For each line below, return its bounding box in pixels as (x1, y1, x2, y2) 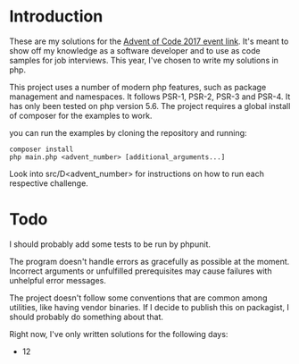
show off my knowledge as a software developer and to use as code (9, 45, 261, 55)
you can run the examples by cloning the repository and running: (9, 127, 247, 138)
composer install (9, 145, 74, 154)
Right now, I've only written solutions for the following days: (9, 328, 228, 339)
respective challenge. (9, 177, 89, 189)
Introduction (9, 6, 104, 27)
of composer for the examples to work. (9, 110, 153, 121)
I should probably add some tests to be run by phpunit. (9, 239, 212, 250)
